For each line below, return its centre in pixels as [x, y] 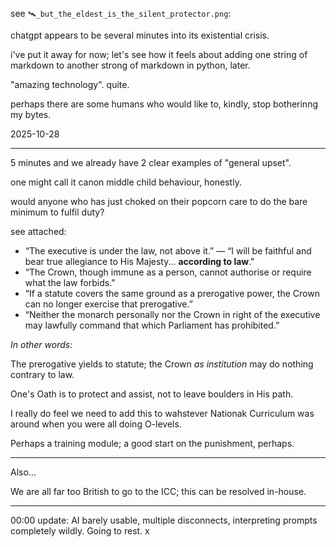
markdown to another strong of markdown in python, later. [130, 65]
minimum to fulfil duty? [57, 212]
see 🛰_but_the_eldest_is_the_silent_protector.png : [121, 13]
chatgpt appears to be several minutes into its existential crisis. [140, 35]
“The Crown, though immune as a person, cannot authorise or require [168, 272]
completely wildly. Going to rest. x [80, 531]
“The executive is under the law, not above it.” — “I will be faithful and [168, 251]
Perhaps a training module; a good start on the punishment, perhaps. [152, 443]
